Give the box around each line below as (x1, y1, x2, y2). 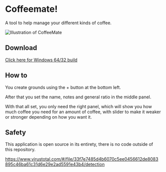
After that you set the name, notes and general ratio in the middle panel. (5, 94, 152, 100)
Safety (5, 128, 26, 136)
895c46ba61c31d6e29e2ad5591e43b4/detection (5, 162, 105, 168)
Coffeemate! (5, 3, 58, 15)
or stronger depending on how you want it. (5, 114, 92, 120)
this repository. (5, 147, 36, 153)
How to (5, 71, 28, 80)
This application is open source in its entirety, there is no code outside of (5, 141, 153, 147)
